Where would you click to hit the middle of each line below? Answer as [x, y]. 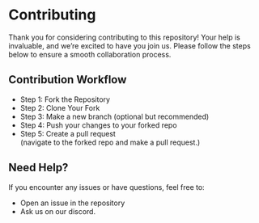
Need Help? [38, 168]
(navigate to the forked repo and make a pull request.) [110, 142]
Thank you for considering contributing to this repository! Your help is [124, 37]
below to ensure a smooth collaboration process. [90, 54]
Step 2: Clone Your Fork [60, 107]
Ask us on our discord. [57, 211]
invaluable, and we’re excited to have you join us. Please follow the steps [129, 45]
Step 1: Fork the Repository [65, 99]
